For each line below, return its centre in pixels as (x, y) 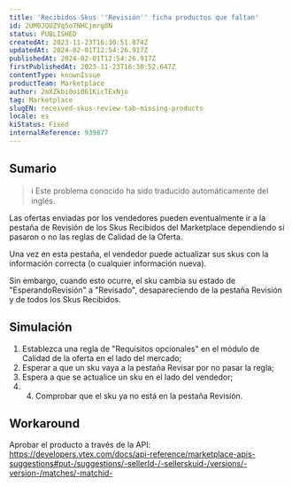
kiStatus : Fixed (39, 125)
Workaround (45, 423)
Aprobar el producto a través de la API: (80, 445)
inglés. (43, 200)
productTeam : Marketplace (57, 83)
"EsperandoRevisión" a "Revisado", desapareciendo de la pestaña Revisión (146, 290)
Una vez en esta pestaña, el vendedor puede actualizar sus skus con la (139, 254)
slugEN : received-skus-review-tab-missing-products (106, 108)
